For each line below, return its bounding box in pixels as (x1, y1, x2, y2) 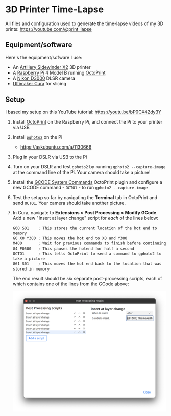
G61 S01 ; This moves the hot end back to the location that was (12, 261, 162, 266)
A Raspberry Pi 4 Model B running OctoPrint (12, 69, 106, 76)
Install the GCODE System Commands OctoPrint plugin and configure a (12, 179, 162, 185)
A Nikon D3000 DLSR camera (12, 75, 76, 81)
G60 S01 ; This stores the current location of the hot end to (12, 226, 157, 231)
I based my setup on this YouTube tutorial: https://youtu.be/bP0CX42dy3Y (5, 109, 162, 115)
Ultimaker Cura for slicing (12, 80, 67, 86)
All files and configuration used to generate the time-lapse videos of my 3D (5, 20, 164, 27)
